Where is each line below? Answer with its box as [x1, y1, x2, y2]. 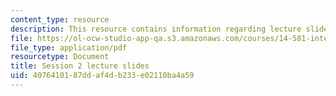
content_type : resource [10, 14, 110, 25]
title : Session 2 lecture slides [10, 61, 150, 71]
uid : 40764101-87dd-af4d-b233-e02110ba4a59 [10, 71, 195, 81]
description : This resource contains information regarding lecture [10, 24, 302, 34]
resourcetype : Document [10, 52, 110, 62]
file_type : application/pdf [10, 42, 128, 53]
